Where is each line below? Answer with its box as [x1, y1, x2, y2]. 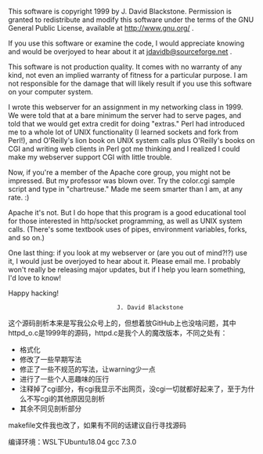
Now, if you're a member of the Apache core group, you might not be [8, 168, 231, 177]
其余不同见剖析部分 [19, 404, 82, 413]
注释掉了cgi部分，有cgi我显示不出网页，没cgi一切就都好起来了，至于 [19, 384, 241, 394]
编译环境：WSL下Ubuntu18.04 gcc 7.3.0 [8, 438, 137, 446]
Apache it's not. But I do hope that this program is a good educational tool [8, 208, 247, 217]
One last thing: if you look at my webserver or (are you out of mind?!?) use [8, 248, 248, 258]
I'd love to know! [8, 273, 61, 282]
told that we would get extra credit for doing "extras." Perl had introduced [8, 119, 245, 128]
